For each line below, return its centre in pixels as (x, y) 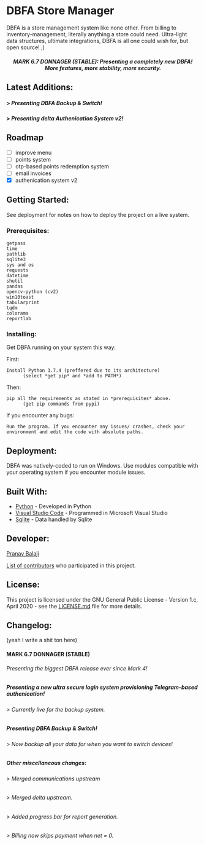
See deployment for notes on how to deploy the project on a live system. (98, 214)
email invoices (33, 173)
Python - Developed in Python (53, 506)
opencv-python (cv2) (33, 292)
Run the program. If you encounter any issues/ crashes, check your (96, 427)
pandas (15, 286)
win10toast (20, 297)
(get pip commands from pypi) (61, 404)
